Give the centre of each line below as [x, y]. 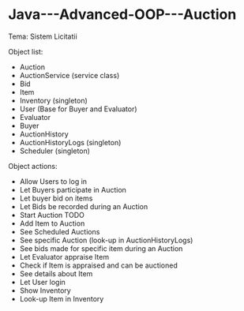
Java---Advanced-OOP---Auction [122, 15]
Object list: [26, 51]
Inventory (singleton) [54, 100]
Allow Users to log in [53, 181]
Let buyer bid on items [56, 198]
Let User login [42, 282]
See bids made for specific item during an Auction [101, 248]
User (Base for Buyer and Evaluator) [78, 109]
